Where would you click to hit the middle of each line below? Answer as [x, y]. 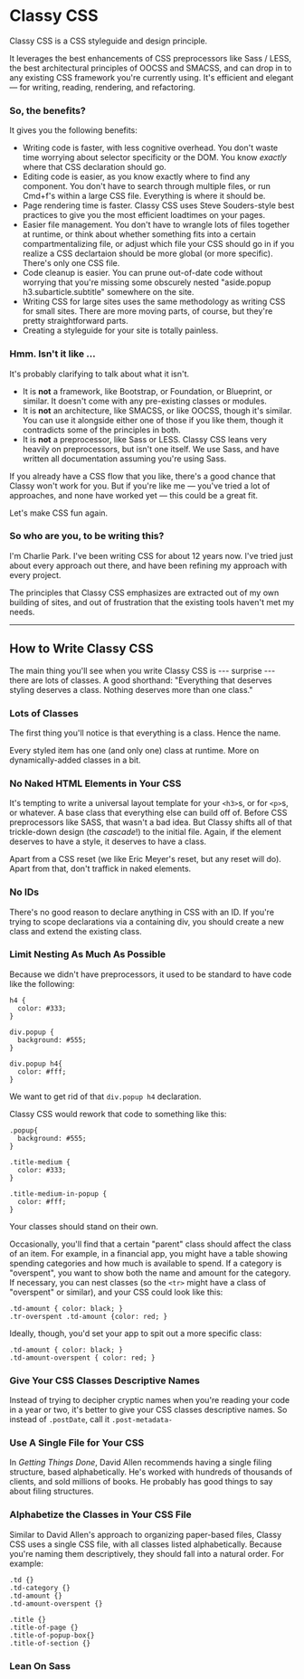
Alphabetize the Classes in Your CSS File [100, 1514]
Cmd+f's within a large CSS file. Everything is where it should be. [144, 196]
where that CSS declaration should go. [95, 167]
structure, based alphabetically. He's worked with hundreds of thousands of [151, 1472]
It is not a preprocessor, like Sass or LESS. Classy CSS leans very [144, 439]
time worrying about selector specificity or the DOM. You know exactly [154, 157]
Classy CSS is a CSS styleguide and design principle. [109, 41]
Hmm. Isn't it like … [53, 354]
